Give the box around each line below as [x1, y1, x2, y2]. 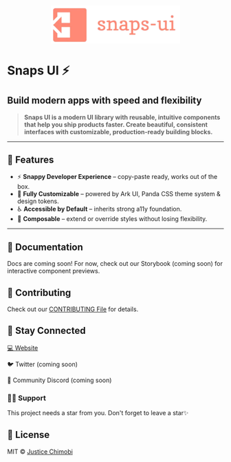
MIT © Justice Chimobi [7, 447, 74, 456]
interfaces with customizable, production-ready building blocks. [23, 127, 213, 136]
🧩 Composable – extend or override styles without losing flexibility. [16, 215, 208, 223]
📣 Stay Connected [7, 325, 86, 337]
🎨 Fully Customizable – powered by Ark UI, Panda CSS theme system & [16, 190, 221, 198]
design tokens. [16, 197, 60, 205]
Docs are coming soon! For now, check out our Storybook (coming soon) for [7, 260, 223, 268]
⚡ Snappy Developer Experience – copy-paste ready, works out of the [16, 173, 218, 181]
